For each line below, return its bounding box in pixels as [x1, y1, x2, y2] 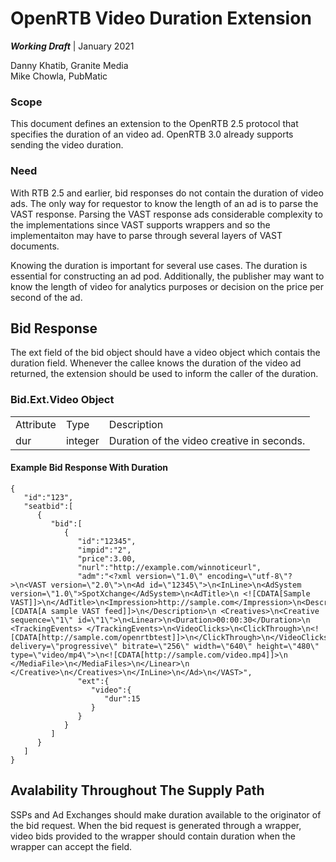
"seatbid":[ [23, 501, 74, 511]
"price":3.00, [77, 553, 137, 564]
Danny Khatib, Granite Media [10, 59, 129, 71]
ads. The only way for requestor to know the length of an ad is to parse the [10, 197, 319, 209]
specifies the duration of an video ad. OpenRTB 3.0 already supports [10, 128, 294, 141]
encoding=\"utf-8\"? [206, 571, 293, 581]
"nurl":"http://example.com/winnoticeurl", [77, 562, 262, 572]
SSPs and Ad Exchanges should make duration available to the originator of [10, 808, 322, 821]
